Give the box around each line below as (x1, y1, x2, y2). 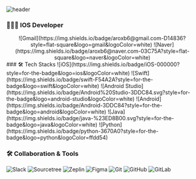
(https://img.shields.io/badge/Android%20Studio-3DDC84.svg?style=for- (6, 89, 191, 96)
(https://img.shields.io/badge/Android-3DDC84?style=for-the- (6, 102, 163, 109)
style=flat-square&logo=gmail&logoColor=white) (30, 41, 152, 49)
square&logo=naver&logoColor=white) (54, 54, 151, 61)
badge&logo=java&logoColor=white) (6, 121, 98, 129)
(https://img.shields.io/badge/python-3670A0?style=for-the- (6, 127, 159, 135)
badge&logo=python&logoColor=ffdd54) (6, 134, 108, 141)
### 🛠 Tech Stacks (6, 61, 56, 68)
